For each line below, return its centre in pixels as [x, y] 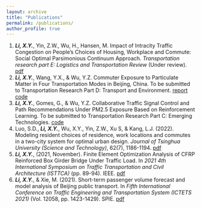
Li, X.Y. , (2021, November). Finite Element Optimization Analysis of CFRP [105, 154]
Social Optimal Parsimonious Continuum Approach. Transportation [97, 58]
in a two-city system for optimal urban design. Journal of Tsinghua [97, 141]
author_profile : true [33, 29]
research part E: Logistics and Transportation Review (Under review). [101, 65]
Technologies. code [39, 122]
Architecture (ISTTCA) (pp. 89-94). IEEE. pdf [70, 173]
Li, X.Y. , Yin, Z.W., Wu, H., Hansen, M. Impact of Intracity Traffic [94, 46]
